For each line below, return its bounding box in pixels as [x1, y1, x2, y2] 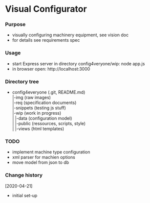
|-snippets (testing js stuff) [12, 105, 66, 111]
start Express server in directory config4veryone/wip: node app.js [12, 60, 145, 67]
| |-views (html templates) [12, 126, 64, 132]
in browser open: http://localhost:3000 [12, 66, 90, 72]
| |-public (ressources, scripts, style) [12, 121, 86, 127]
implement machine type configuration [12, 149, 90, 155]
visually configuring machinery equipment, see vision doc [12, 32, 129, 38]
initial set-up [12, 192, 38, 198]
